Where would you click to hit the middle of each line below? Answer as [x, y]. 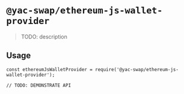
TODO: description [44, 36]
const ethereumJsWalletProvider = [50, 69]
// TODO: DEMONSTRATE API [38, 85]
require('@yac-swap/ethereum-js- [137, 69]
